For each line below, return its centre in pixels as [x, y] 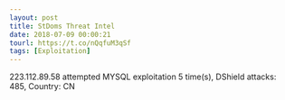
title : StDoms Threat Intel [62, 26]
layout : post [34, 18]
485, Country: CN [42, 86]
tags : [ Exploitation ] [50, 51]
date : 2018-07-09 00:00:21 [60, 34]
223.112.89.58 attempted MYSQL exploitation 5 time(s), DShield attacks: [143, 77]
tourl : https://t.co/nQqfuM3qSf [70, 43]
